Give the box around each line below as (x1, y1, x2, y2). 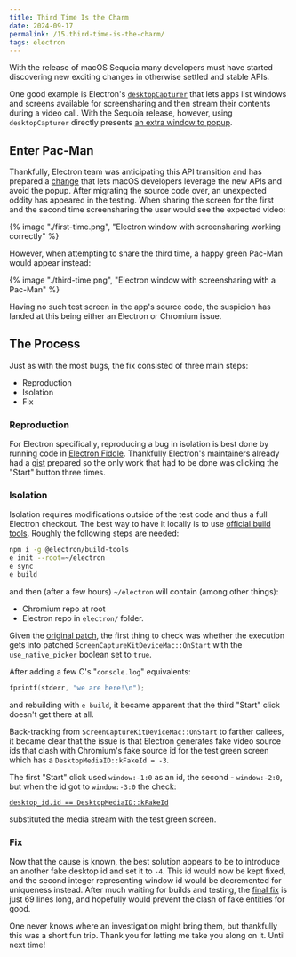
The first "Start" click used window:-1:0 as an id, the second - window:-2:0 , (9, 771, 283, 782)
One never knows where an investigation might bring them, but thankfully (9, 921, 278, 931)
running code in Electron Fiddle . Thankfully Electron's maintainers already (9, 448, 280, 459)
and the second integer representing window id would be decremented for (9, 875, 282, 886)
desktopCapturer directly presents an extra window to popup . (9, 117, 233, 128)
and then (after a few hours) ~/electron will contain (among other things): (9, 586, 279, 596)
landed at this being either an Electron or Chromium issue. (9, 311, 222, 322)
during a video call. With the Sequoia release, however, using (9, 108, 233, 118)
